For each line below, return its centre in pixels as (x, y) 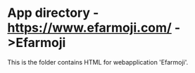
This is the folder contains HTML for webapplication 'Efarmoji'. (98, 62)
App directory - (53, 13)
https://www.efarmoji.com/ (90, 28)
